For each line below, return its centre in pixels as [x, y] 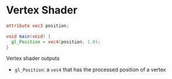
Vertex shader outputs [33, 59]
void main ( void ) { [28, 36]
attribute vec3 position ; [37, 26]
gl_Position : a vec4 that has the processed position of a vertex [90, 70]
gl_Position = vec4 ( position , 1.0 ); [56, 42]
